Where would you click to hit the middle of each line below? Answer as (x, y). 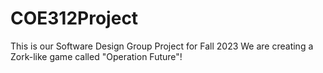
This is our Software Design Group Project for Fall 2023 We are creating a (162, 46)
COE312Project (74, 18)
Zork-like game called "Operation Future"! (96, 56)
